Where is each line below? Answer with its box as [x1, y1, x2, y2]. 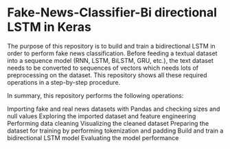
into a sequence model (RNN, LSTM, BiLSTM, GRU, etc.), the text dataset [7, 56, 214, 64]
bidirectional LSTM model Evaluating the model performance [7, 133, 179, 141]
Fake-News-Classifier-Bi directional [7, 5, 218, 21]
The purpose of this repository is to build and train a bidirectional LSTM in [7, 42, 216, 50]
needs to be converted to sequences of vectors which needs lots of [7, 64, 199, 72]
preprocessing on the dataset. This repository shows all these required [7, 70, 207, 79]
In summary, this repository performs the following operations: [7, 91, 184, 100]
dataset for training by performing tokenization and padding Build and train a [7, 126, 224, 135]
